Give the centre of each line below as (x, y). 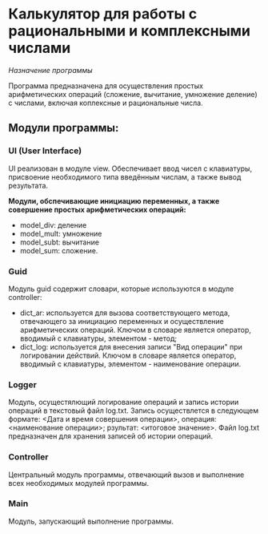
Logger (23, 384)
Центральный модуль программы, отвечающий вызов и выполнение (126, 475)
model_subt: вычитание (60, 242)
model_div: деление (53, 225)
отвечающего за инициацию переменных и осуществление (122, 321)
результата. (28, 185)
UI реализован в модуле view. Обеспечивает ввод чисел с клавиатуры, (130, 168)
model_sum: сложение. (59, 250)
